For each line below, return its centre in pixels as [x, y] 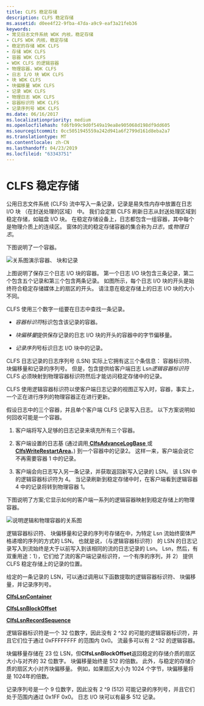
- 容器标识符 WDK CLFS [33, 103]
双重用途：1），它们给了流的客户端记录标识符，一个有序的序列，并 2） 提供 [100, 557]
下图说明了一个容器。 [33, 247]
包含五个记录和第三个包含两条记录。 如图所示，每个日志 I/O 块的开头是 [100, 281]
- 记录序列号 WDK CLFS [33, 108]
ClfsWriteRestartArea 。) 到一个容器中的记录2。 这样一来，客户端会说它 [104, 451]
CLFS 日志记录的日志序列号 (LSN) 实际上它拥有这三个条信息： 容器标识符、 [100, 361]
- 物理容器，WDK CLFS [31, 69]
